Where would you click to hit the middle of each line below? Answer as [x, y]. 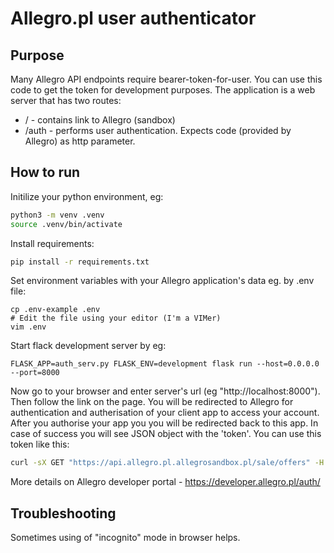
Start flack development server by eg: [88, 346]
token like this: [40, 444]
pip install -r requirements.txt [80, 262]
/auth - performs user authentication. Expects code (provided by [158, 130]
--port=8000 [35, 373]
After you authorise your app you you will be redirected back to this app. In [164, 423]
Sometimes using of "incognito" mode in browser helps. [125, 538]
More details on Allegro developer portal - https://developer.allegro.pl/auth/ [165, 482]
